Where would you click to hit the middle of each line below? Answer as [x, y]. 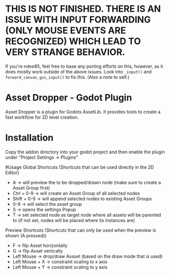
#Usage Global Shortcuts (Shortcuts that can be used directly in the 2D [80, 167]
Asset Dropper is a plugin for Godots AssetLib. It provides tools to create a [83, 112]
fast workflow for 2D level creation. [42, 117]
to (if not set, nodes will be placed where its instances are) [74, 220]
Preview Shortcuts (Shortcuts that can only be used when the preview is [81, 230]
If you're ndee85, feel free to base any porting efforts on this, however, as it [84, 66]
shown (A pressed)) [26, 235]
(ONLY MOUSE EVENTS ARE [66, 31]
